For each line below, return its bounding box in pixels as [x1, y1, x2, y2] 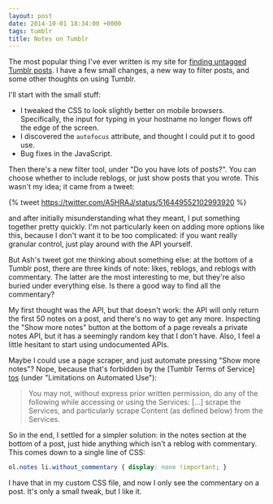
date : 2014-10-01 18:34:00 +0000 [8, 20, 122, 28]
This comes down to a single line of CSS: [8, 448, 146, 458]
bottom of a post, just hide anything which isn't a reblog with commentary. [8, 439, 258, 449]
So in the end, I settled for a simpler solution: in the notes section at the [8, 430, 247, 440]
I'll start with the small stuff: [8, 90, 102, 100]
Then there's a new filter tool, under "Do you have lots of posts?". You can [8, 164, 257, 175]
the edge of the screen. [19, 123, 99, 133]
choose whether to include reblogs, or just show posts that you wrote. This [8, 173, 259, 183]
